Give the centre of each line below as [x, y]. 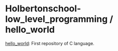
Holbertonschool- [43, 9]
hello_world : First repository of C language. [50, 43]
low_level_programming [56, 19]
